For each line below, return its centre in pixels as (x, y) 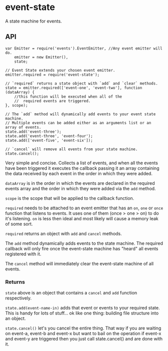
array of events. (23, 127)
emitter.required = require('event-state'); (52, 75)
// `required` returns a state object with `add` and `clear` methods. (81, 83)
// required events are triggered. (53, 101)
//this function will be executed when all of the (68, 97)
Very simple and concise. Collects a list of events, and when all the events (81, 163)
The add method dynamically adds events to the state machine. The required (84, 243)
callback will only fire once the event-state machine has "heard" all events (82, 248)
